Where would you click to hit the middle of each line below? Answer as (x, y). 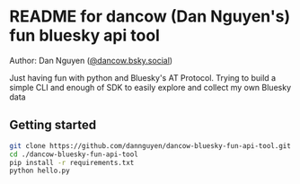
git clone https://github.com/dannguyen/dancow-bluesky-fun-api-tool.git (150, 145)
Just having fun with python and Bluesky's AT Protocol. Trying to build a (143, 77)
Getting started (53, 125)
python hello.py (40, 171)
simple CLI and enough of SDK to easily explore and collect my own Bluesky (150, 87)
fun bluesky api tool (84, 35)
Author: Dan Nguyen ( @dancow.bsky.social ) (91, 60)
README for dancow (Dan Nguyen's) (150, 17)
